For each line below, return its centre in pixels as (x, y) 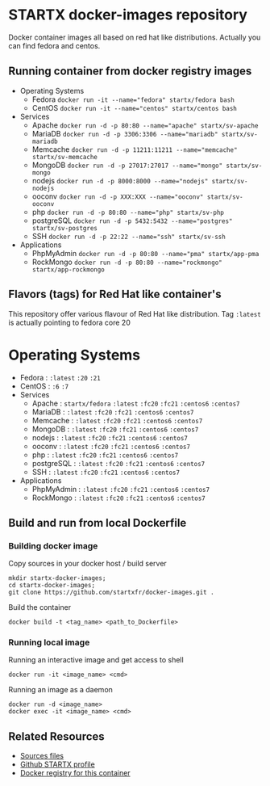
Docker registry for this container (75, 773)
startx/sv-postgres (65, 228)
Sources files (42, 756)
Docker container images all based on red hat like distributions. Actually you (135, 37)
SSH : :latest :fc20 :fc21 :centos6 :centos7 (106, 472)
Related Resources (56, 736)
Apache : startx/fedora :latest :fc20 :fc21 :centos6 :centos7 (136, 403)
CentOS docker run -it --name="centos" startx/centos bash (135, 107)
